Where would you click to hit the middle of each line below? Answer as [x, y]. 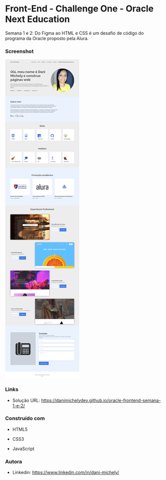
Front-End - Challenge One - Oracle [79, 9]
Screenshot [19, 51]
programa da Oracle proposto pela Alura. [47, 38]
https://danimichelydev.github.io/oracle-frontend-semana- [101, 400]
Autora [14, 462]
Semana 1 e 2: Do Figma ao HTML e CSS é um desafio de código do [75, 33]
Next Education [38, 19]
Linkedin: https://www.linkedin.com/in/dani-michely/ [66, 473]
